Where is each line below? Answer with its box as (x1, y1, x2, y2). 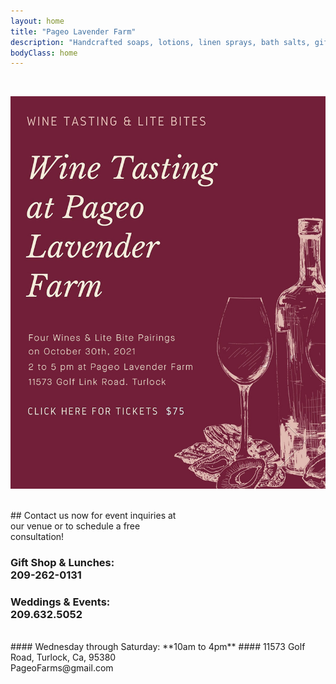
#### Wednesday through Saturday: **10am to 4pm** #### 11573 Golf (10, 641, 306, 653)
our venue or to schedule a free (10, 520, 141, 532)
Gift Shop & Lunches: (10, 556, 115, 570)
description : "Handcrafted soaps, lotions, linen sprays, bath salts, (10, 37, 311, 47)
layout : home (10, 16, 65, 26)
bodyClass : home (10, 48, 78, 58)
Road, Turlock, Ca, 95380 (10, 651, 117, 664)
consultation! (10, 531, 65, 543)
